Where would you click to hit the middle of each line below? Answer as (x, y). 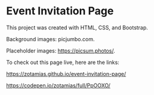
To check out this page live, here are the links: (63, 62)
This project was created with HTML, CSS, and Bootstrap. (77, 27)
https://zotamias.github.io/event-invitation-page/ (66, 73)
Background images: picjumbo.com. (50, 39)
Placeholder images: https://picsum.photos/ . (61, 50)
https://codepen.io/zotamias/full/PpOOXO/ (58, 85)
